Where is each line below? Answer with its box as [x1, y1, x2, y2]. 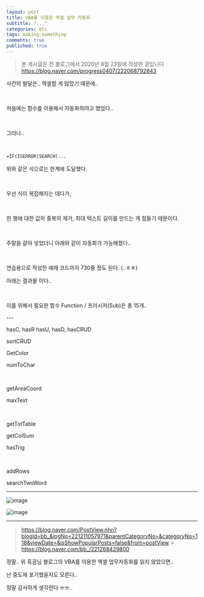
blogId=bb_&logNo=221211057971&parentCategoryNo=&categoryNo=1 [21, 532, 198, 540]
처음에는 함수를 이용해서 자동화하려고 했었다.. [6, 104, 114, 111]
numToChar [6, 361, 35, 369]
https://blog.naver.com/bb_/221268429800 [21, 545, 129, 553]
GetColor [6, 349, 29, 356]
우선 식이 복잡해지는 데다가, [6, 189, 72, 197]
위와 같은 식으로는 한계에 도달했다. [6, 165, 87, 172]
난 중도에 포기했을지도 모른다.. [6, 571, 78, 578]
